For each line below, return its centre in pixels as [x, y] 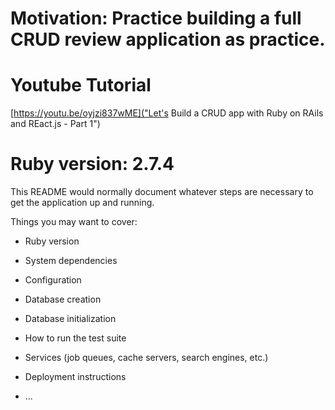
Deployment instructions [75, 377]
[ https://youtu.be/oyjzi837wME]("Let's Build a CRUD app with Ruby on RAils [167, 113]
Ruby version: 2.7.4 [92, 164]
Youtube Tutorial [81, 85]
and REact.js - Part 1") [55, 124]
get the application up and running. [82, 203]
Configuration [53, 280]
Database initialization [70, 319]
